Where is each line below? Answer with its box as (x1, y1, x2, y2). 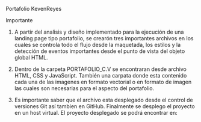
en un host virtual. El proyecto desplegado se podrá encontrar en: (14, 109, 178, 116)
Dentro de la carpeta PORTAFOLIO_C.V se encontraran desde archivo (14, 66, 187, 73)
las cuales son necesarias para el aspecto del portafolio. (14, 85, 155, 92)
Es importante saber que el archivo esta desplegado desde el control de (14, 96, 193, 103)
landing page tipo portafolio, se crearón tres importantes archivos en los (14, 35, 194, 41)
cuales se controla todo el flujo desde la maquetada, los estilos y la (14, 41, 181, 48)
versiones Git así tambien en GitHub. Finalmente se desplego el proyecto (14, 103, 195, 110)
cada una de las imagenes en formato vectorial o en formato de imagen (14, 78, 192, 85)
